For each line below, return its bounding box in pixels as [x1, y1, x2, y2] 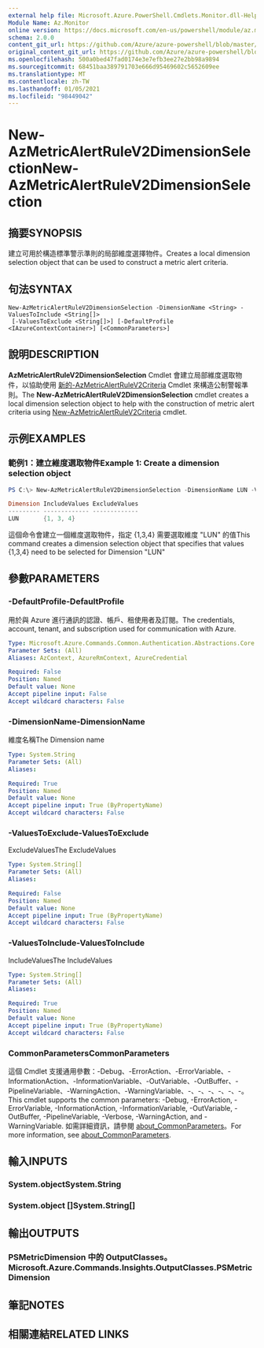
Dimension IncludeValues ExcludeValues [8, 500, 139, 508]
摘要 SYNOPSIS [8, 226, 82, 240]
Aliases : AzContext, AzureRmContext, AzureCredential [8, 654, 189, 662]
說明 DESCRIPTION [8, 348, 100, 361]
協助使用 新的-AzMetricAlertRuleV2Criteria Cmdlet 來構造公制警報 [28, 380, 242, 389]
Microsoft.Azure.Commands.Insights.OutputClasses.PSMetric [8, 1262, 253, 1273]
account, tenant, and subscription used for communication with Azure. [8, 624, 236, 633]
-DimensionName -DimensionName [8, 716, 145, 727]
